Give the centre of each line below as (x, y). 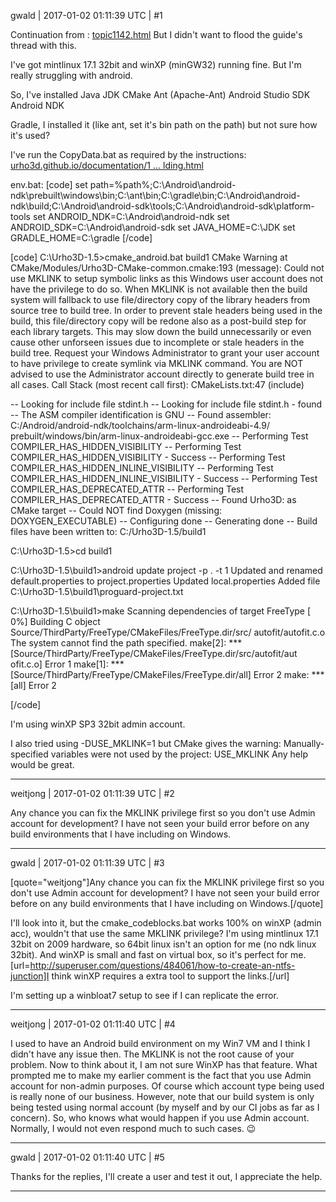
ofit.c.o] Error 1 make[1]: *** (67, 664)
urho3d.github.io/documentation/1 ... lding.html (107, 165)
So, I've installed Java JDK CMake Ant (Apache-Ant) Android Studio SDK (160, 94)
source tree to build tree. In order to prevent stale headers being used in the (166, 310)
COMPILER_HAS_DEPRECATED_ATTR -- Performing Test (127, 489)
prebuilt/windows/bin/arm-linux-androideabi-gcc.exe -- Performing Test (159, 436)
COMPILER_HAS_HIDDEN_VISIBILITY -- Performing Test (126, 446)
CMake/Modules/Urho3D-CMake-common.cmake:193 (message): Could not (167, 268)
